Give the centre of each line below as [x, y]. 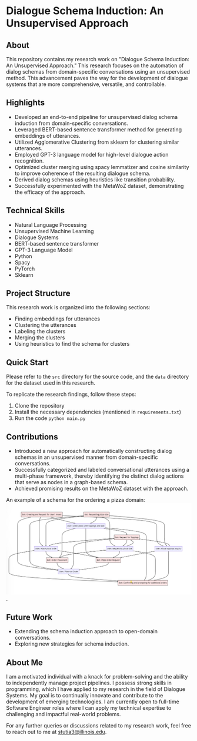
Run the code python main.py [50, 418]
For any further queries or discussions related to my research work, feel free [98, 726]
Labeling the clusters [40, 332]
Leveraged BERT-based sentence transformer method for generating [98, 129]
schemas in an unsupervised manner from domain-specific [86, 457]
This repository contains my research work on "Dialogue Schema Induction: [98, 59]
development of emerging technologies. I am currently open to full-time [93, 702]
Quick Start [27, 363]
